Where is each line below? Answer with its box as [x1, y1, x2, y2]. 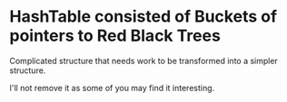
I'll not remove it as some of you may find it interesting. [9, 82, 215, 93]
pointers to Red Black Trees [9, 25, 221, 46]
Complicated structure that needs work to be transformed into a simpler [9, 55, 279, 66]
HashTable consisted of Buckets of [9, 6, 278, 27]
